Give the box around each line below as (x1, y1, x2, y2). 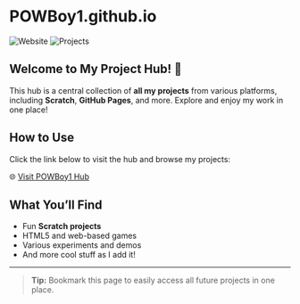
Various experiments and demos (21, 240, 142, 251)
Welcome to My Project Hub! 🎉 (9, 62, 183, 77)
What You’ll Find (9, 197, 103, 212)
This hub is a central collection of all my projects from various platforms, (9, 85, 278, 95)
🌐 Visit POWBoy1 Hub (9, 171, 89, 182)
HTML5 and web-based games (21, 230, 137, 242)
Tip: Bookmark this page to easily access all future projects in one (30, 275, 275, 286)
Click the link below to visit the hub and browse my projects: (9, 153, 230, 164)
